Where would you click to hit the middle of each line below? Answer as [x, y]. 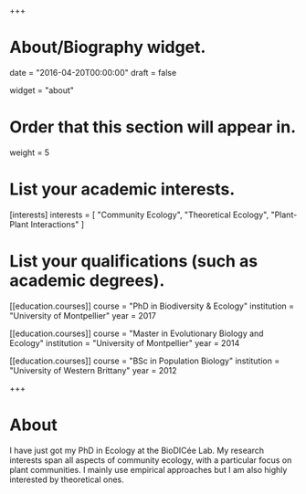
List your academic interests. [122, 189]
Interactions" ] [58, 224]
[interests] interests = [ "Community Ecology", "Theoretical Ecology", [139, 215]
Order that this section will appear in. [153, 127]
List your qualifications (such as [134, 261]
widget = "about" [42, 90]
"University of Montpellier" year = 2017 [83, 315]
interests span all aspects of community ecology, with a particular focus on [151, 460]
